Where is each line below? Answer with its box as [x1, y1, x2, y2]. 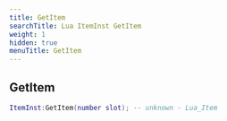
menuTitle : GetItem [9, 47, 82, 56]
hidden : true [9, 38, 58, 48]
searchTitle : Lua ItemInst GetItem [9, 22, 142, 30]
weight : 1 [9, 30, 46, 39]
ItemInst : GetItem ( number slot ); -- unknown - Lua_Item [9, 103, 218, 112]
